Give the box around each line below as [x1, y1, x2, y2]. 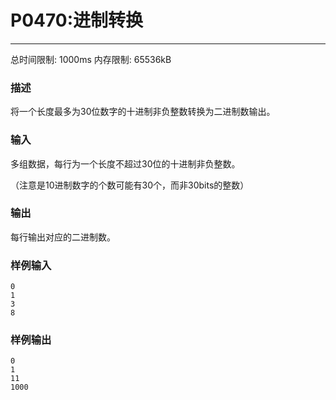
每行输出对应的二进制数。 [10, 231, 116, 243]
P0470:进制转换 [10, 9, 144, 32]
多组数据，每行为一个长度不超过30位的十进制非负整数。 [10, 157, 241, 170]
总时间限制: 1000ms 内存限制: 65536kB [10, 53, 172, 65]
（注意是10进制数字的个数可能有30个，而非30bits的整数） [10, 179, 250, 191]
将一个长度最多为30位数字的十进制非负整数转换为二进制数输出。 [10, 106, 276, 118]
